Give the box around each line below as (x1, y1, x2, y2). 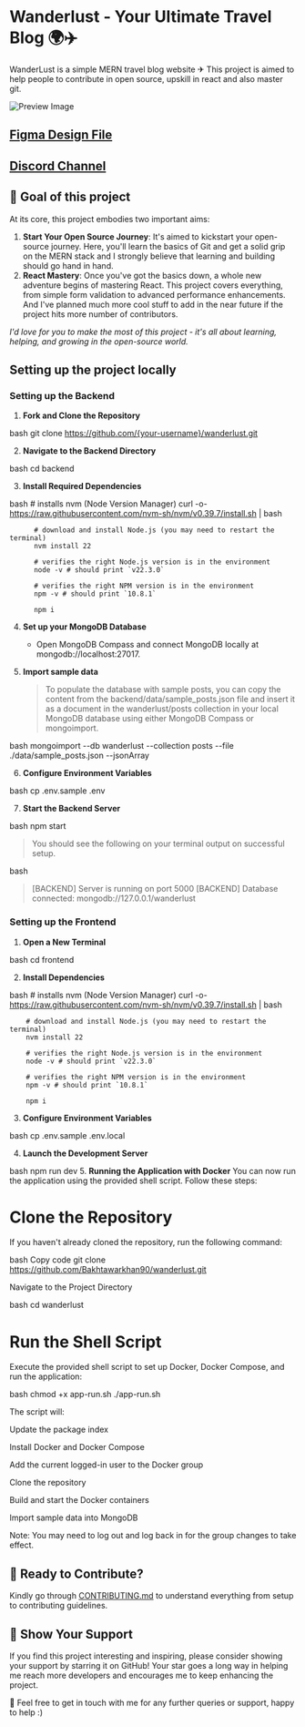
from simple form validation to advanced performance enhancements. (22, 289, 286, 300)
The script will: (9, 1406, 66, 1417)
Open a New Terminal (22, 936, 107, 947)
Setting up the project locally (9, 362, 177, 377)
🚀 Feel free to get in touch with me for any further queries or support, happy (9, 1697, 295, 1709)
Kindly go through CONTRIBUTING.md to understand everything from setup (9, 1590, 294, 1601)
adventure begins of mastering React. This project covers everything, (22, 280, 284, 291)
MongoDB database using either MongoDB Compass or (45, 713, 255, 724)
